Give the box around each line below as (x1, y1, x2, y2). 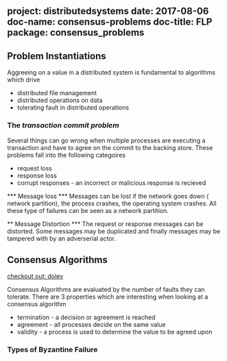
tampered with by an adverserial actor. (7, 234, 117, 242)
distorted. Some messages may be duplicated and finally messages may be (7, 227, 221, 235)
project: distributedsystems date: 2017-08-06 (7, 5, 209, 17)
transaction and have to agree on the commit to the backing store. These (7, 143, 213, 151)
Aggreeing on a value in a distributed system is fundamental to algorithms (7, 69, 216, 77)
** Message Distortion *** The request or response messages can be (7, 219, 204, 228)
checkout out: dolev (7, 272, 64, 280)
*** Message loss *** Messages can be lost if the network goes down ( (7, 192, 209, 200)
